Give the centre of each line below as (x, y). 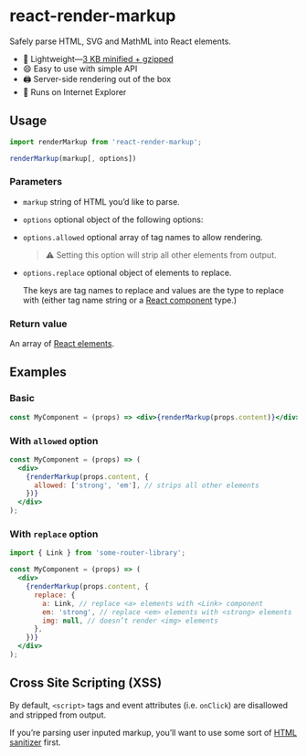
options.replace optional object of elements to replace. (127, 272)
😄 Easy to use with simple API (80, 69)
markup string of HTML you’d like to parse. (101, 201)
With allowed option (54, 441)
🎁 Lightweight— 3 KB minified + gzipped (98, 59)
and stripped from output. (58, 715)
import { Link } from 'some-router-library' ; (97, 553)
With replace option (54, 534)
